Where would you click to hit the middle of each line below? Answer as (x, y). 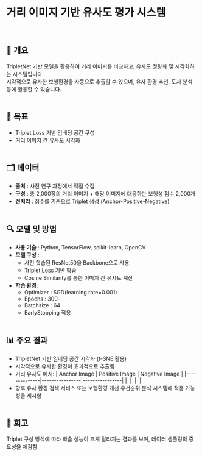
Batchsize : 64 (42, 305)
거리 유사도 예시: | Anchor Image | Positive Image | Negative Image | (99, 374)
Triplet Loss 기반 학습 (50, 270)
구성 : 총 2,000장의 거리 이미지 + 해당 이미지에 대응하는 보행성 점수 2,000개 (105, 194)
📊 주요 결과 (27, 340)
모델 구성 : (27, 255)
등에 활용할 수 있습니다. (34, 89)
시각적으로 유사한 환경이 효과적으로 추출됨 (65, 366)
